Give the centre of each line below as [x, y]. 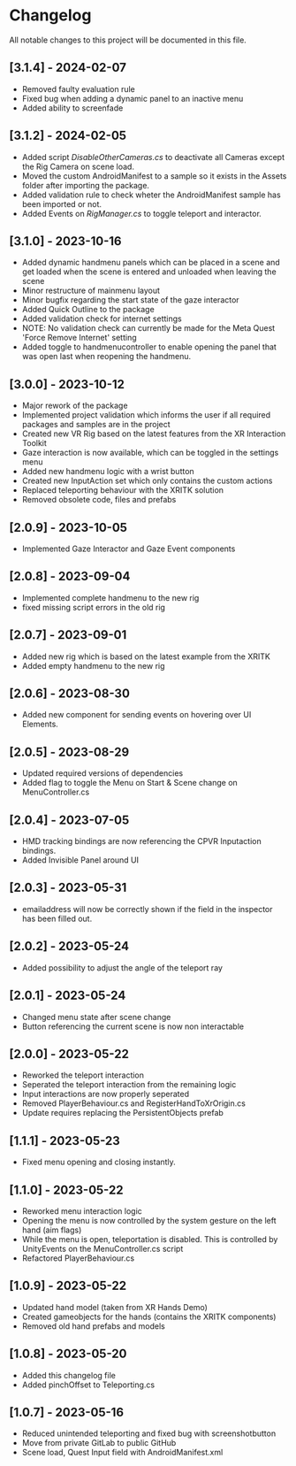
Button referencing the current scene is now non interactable [133, 1026]
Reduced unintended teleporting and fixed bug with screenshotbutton [149, 1433]
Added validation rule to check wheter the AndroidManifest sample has [151, 195]
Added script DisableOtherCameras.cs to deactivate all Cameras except [153, 157]
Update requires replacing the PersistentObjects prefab [122, 1113]
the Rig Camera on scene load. [78, 166]
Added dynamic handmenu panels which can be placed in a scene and [151, 263]
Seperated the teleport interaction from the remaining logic [129, 1085]
